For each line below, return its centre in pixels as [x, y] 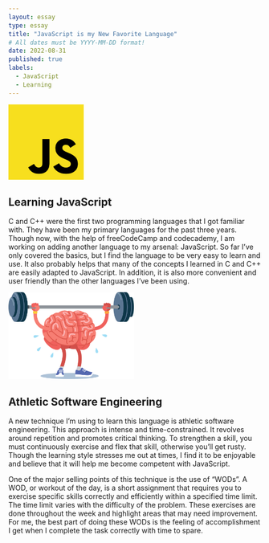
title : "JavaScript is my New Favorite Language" [93, 34]
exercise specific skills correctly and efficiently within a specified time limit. [133, 496]
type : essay [28, 25]
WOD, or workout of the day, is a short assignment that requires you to [125, 488]
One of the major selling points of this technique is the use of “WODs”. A [128, 480]
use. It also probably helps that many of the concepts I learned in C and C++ [135, 264]
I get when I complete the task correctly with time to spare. [106, 531]
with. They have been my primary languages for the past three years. [122, 230]
